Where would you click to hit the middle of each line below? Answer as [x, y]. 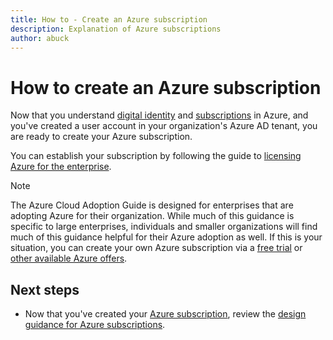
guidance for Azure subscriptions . [95, 325]
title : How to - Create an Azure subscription [109, 19]
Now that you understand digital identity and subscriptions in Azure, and [159, 115]
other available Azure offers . [69, 258]
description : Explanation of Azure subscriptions [116, 29]
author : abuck [40, 38]
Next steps [45, 289]
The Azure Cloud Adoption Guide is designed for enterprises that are [152, 205]
